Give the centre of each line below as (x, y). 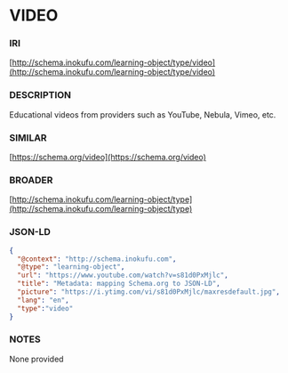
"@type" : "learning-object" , (71, 267)
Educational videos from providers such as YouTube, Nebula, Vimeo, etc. (143, 114)
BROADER (31, 180)
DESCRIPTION (40, 95)
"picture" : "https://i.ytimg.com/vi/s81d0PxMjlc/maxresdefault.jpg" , (148, 292)
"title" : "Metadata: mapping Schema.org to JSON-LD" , (119, 284)
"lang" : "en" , (43, 300)
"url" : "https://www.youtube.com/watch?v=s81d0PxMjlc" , (123, 276)
